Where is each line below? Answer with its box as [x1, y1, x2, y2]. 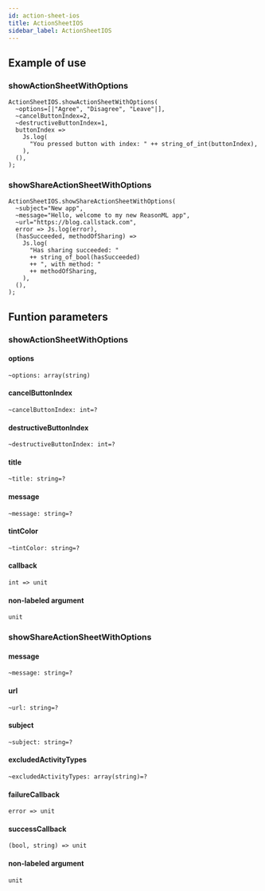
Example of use [8, 56, 87, 69]
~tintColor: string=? [8, 544, 80, 552]
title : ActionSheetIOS [8, 19, 84, 27]
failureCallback [8, 790, 60, 799]
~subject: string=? [8, 738, 73, 746]
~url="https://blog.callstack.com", [15, 219, 137, 227]
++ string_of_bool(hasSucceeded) [29, 253, 141, 262]
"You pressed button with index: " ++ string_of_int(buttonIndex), [29, 141, 259, 148]
